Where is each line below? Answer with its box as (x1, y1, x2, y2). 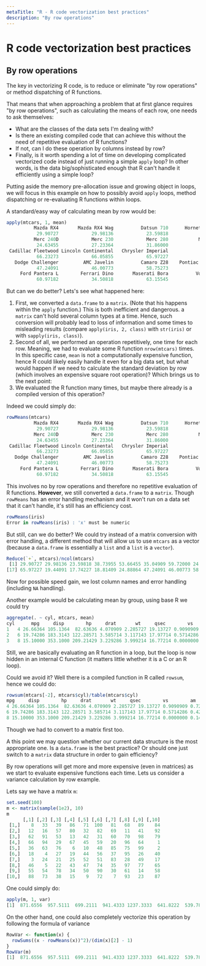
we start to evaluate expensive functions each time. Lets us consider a (6, 769, 185, 776)
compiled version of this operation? (15, 391, 105, 398)
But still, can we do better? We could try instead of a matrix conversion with (6, 531, 197, 538)
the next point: (15, 378, 52, 385)
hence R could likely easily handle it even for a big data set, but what (15, 358, 189, 366)
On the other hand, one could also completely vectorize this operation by (6, 913, 191, 921)
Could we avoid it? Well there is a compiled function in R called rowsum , (6, 673, 185, 681)
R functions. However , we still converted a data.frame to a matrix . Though (6, 489, 194, 496)
